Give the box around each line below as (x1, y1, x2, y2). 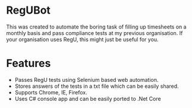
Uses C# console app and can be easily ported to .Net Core (14, 95, 162, 102)
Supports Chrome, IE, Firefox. (14, 88, 87, 96)
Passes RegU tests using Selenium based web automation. (14, 76, 159, 83)
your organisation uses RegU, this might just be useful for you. (6, 36, 159, 43)
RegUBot (6, 4, 51, 17)
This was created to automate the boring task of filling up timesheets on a (6, 23, 187, 30)
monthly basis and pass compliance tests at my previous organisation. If (6, 29, 183, 36)
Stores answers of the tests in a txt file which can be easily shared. (14, 82, 180, 90)
